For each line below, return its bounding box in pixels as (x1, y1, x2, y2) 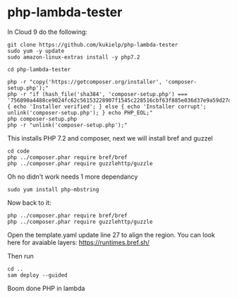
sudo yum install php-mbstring (7, 186, 99, 193)
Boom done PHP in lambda (7, 284, 85, 292)
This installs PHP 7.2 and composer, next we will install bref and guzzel (7, 133, 213, 142)
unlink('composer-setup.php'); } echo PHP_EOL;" (7, 109, 153, 117)
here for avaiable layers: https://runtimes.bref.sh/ (7, 238, 150, 246)
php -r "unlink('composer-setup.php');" (7, 121, 128, 129)
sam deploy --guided (7, 271, 68, 279)
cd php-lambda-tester (7, 66, 71, 73)
